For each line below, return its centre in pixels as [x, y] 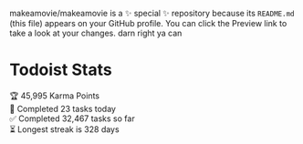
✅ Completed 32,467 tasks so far [72, 118]
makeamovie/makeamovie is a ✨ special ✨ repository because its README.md [152, 13]
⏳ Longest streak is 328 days [65, 129]
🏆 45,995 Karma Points [55, 96]
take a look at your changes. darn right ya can [96, 33]
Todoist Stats [61, 70]
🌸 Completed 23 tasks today [63, 108]
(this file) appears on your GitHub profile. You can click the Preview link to [148, 23]
